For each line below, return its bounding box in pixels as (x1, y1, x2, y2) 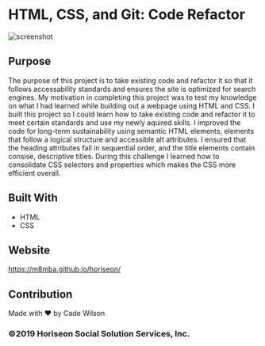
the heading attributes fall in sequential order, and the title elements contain (8, 143, 255, 152)
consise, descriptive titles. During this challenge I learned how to (8, 151, 220, 161)
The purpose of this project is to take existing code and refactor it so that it (8, 75, 253, 85)
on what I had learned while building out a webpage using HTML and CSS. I (8, 101, 255, 110)
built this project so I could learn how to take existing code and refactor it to (8, 109, 255, 119)
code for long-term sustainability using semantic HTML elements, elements (8, 126, 255, 135)
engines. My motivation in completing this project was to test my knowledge (8, 93, 257, 102)
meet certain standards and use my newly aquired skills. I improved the (8, 117, 241, 127)
